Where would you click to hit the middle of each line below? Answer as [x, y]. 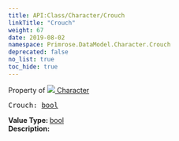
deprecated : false [38, 52]
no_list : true [32, 60]
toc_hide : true [33, 67]
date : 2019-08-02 [37, 37]
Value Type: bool [36, 120]
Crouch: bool [34, 105]
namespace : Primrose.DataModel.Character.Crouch [89, 45]
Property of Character [49, 90]
